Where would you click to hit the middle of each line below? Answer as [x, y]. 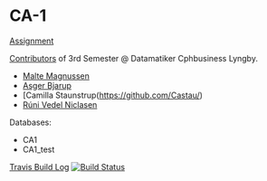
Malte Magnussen [56, 76]
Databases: [31, 122]
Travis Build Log [39, 167]
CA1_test [38, 149]
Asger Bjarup [47, 85]
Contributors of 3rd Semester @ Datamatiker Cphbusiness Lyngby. [133, 58]
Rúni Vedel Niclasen [60, 104]
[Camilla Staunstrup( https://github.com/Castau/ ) [113, 95]
